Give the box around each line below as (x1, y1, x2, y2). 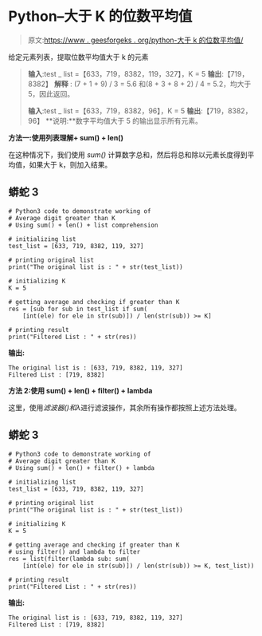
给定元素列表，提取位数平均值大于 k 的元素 (8, 52, 149, 61)
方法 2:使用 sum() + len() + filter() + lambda (8, 385, 153, 395)
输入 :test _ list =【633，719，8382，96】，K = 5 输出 (27, 105, 201, 116)
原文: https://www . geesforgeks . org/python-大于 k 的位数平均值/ (27, 35, 244, 45)
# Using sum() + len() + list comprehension (8, 221, 158, 229)
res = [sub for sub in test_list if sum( (8, 305, 148, 313)
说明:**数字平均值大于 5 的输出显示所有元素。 (53, 116, 203, 125)
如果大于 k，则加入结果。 (29, 160, 112, 169)
